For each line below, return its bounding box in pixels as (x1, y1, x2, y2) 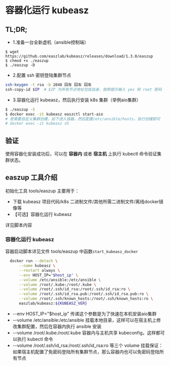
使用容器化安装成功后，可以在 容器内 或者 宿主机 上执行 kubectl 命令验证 (5, 151, 157, 157)
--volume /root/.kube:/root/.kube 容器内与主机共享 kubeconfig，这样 (12, 330, 156, 336)
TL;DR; (5, 25, 28, 33)
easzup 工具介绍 (5, 173, 57, 182)
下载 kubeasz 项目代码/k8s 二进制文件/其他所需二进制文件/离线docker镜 (12, 198, 164, 204)
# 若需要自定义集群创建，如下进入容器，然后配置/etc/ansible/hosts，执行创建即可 (5, 116, 161, 122)
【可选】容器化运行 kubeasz (12, 211, 72, 217)
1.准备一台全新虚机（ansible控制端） (12, 39, 89, 45)
